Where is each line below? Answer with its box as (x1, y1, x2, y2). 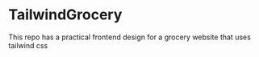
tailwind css (8, 40, 48, 50)
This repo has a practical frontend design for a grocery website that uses (8, 32, 252, 42)
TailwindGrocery (8, 6, 123, 24)
